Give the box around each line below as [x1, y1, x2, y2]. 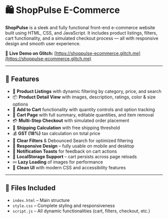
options [12, 101, 28, 107]
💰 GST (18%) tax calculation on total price [12, 130, 100, 136]
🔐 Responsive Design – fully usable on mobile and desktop [12, 143, 134, 149]
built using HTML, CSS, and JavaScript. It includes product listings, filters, [5, 30, 157, 36]
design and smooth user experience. [5, 40, 81, 46]
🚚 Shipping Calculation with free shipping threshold [12, 125, 120, 131]
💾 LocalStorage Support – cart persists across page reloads [12, 153, 137, 159]
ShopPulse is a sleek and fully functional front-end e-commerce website [5, 24, 155, 31]
